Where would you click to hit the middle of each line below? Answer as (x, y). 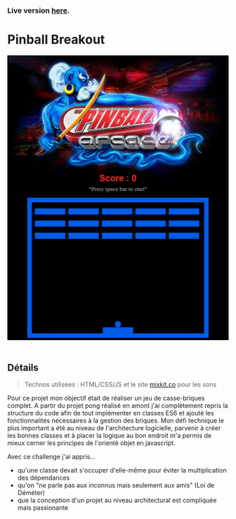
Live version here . (39, 11)
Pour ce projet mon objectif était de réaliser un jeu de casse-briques (106, 398)
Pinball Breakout (56, 40)
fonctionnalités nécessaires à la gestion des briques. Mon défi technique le (116, 420)
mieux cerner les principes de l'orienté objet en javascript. (91, 443)
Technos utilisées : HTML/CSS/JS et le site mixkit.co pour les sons (120, 384)
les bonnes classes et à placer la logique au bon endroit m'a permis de (110, 436)
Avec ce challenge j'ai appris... (52, 457)
